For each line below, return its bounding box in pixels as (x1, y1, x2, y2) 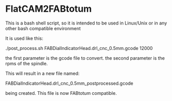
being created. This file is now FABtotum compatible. (5, 90, 117, 96)
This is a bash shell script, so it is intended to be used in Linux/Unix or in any (5, 20, 167, 26)
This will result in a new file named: (5, 70, 80, 77)
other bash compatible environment (5, 25, 81, 31)
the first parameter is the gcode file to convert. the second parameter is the (5, 55, 165, 61)
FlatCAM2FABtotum (5, 3, 92, 15)
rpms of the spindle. (5, 60, 48, 66)
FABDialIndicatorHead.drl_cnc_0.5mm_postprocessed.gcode (5, 80, 133, 86)
